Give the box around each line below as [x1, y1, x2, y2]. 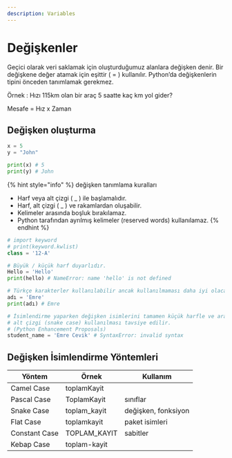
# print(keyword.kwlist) [7, 243, 79, 250]
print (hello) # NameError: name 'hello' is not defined [7, 275, 171, 282]
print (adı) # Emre [7, 300, 60, 307]
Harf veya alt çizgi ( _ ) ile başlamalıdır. [17, 194, 127, 202]
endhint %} [17, 223, 50, 232]
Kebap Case [10, 440, 50, 450]
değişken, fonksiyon [124, 406, 190, 416]
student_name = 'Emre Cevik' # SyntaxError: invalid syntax [7, 332, 184, 339]
